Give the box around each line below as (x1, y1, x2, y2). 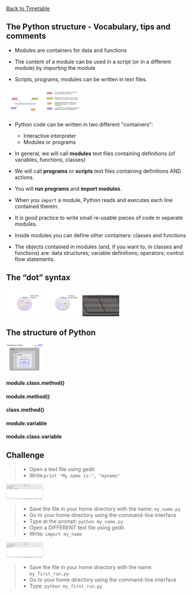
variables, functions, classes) (14, 156, 86, 163)
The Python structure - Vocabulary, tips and (6, 22, 171, 32)
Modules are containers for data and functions (14, 46, 127, 53)
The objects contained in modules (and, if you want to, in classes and (14, 243, 183, 250)
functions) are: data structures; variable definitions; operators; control (14, 249, 184, 256)
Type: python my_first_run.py (29, 582, 103, 589)
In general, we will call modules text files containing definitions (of (14, 150, 176, 157)
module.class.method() (6, 379, 65, 386)
